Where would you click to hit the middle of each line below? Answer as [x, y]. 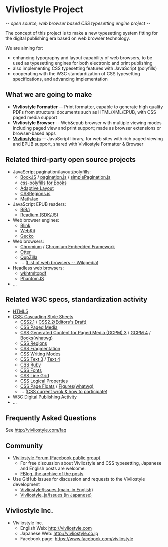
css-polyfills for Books [43, 183]
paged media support [35, 117]
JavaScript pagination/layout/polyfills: [52, 172]
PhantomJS [32, 278]
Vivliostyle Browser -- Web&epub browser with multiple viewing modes [87, 123]
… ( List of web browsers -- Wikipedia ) [59, 262]
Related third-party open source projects [71, 160]
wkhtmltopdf [33, 273]
